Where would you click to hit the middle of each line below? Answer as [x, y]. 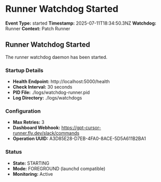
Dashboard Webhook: [36, 128]
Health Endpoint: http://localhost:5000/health [61, 82]
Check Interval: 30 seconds [42, 87]
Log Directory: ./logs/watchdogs [47, 98]
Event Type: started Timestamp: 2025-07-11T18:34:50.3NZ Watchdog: [81, 23]
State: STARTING [31, 163]
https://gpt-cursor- [81, 128]
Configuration [23, 111]
